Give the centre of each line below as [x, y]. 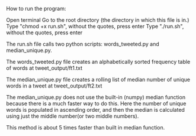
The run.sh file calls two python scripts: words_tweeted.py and [83, 44]
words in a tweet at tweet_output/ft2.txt [54, 86]
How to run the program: [36, 9]
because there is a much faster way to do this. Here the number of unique [96, 103]
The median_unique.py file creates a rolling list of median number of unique [98, 80]
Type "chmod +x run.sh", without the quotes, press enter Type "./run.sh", [95, 26]
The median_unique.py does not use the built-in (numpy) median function [96, 97]
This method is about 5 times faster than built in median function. [86, 127]
